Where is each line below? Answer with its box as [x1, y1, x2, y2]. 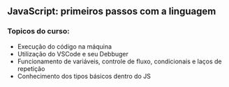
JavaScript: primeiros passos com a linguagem [7, 6, 216, 17]
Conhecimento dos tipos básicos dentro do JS [17, 72, 152, 80]
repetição [17, 64, 45, 72]
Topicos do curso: [7, 26, 70, 36]
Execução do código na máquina [17, 42, 112, 51]
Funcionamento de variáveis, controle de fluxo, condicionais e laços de [17, 57, 222, 65]
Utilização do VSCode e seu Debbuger [17, 49, 129, 58]
